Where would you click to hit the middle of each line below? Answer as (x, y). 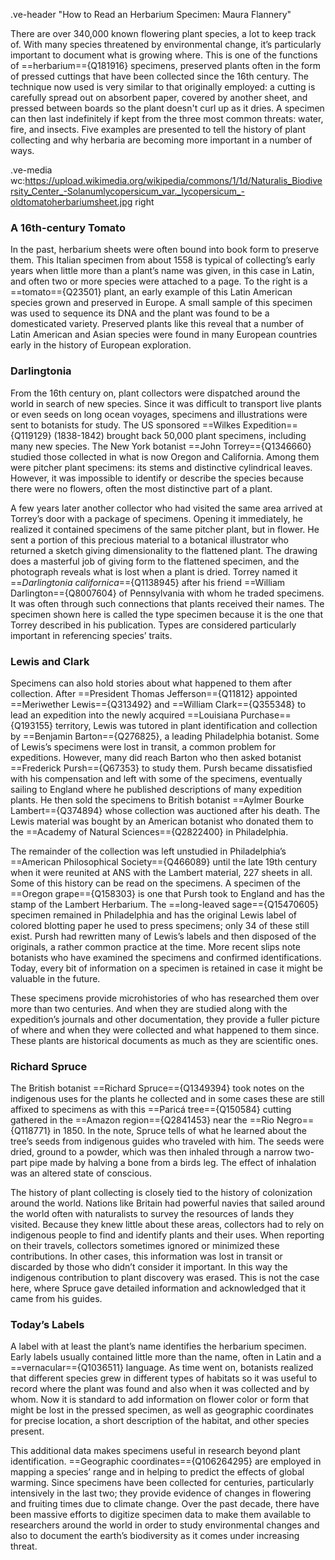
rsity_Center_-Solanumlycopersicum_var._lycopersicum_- (127, 191)
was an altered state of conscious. (81, 1173)
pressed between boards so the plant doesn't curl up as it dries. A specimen (167, 108)
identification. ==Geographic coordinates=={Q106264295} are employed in (166, 1461)
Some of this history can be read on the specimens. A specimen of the (156, 883)
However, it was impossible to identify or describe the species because (157, 478)
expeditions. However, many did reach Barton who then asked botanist (156, 757)
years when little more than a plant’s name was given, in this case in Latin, (162, 271)
